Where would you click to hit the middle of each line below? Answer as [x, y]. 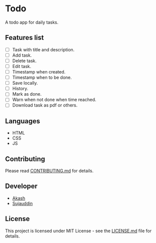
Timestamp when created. [39, 72]
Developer [21, 186]
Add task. [22, 55]
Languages [23, 121]
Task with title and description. [43, 49]
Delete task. [24, 61]
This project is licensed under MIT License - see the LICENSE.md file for [78, 231]
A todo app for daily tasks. [32, 22]
